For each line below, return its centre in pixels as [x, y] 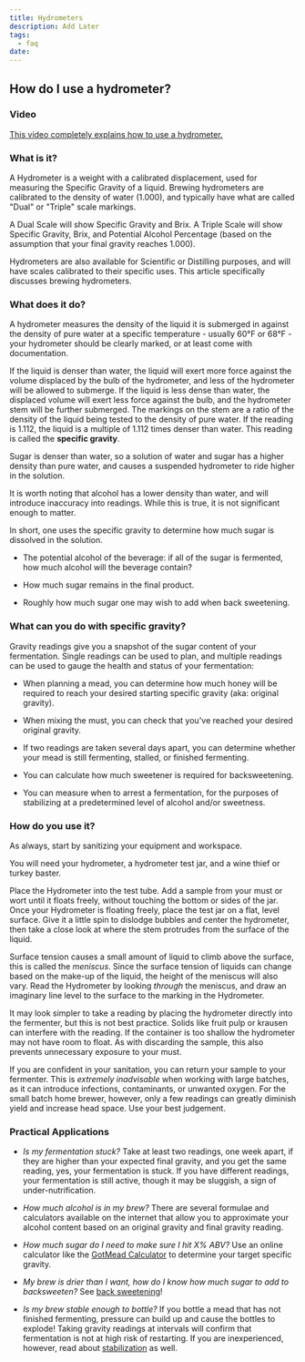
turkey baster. [36, 873]
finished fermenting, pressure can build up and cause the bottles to [149, 1319]
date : [20, 52]
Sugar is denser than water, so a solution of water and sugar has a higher [147, 456]
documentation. [39, 353]
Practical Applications [59, 1132]
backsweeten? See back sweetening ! [92, 1292]
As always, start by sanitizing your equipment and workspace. [126, 845]
